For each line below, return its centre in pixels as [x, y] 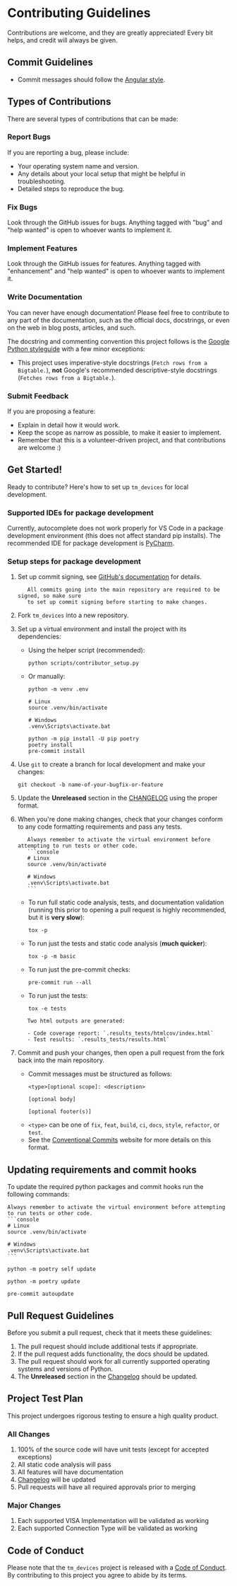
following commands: [38, 1195]
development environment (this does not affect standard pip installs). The [114, 536]
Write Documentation [45, 297]
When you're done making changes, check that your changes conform [120, 820]
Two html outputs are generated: [76, 1021]
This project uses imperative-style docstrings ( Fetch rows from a [113, 362]
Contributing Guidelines [79, 13]
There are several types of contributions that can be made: [93, 119]
